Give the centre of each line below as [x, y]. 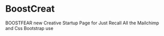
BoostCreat [30, 9]
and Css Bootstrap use [29, 28]
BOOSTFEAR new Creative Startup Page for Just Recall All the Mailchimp [82, 23]
